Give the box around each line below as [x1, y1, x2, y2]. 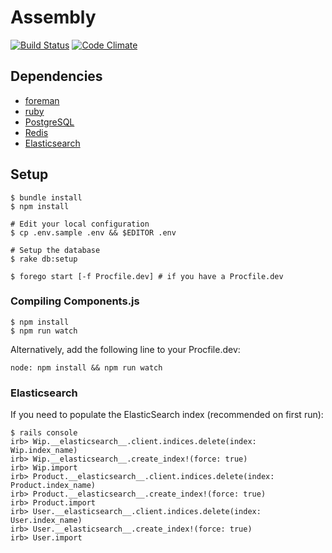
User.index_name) [10, 516, 83, 526]
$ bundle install [10, 192, 83, 203]
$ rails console [10, 428, 78, 438]
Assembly [10, 6, 97, 29]
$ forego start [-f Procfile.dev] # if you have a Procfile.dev [10, 271, 284, 281]
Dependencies [10, 68, 103, 85]
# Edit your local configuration [10, 219, 150, 229]
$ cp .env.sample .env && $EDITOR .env [10, 227, 177, 238]
